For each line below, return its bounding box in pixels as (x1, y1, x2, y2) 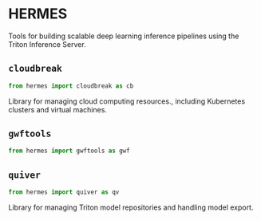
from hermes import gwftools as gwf (8, 147, 130, 155)
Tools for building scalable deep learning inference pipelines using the (8, 31, 239, 41)
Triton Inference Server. (8, 39, 86, 49)
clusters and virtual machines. (8, 104, 108, 114)
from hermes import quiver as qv (8, 188, 120, 196)
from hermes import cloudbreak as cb (8, 81, 134, 90)
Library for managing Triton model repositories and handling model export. (8, 202, 254, 212)
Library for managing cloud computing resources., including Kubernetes (8, 96, 246, 106)
